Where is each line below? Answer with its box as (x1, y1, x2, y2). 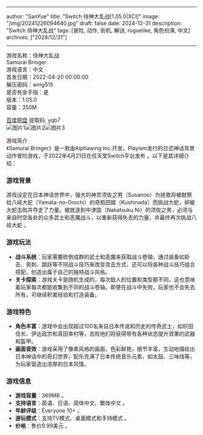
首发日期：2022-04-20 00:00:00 (6, 73, 89, 81)
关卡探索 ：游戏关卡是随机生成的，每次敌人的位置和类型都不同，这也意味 (14, 276, 195, 283)
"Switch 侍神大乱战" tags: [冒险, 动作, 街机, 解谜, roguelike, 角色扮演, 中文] (6, 27, 190, 34)
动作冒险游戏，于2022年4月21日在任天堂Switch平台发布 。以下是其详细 (6, 152, 184, 159)
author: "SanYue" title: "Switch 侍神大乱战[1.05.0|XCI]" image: (6, 13, 160, 20)
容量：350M (6, 104, 37, 111)
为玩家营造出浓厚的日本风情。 (14, 360, 89, 367)
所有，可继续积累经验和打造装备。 (14, 291, 100, 298)
